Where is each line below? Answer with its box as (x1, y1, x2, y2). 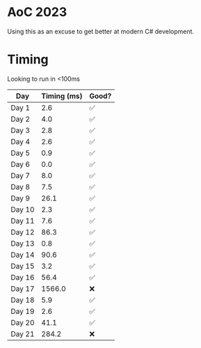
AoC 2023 (7, 4, 67, 20)
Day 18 (10, 295, 35, 305)
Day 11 (10, 216, 35, 226)
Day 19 (10, 306, 35, 316)
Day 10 (10, 205, 35, 214)
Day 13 (10, 238, 35, 248)
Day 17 (10, 283, 35, 293)
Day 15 (10, 261, 35, 271)
